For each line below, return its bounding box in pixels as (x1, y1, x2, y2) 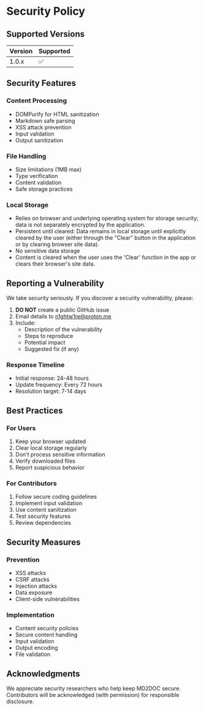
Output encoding (15, 644, 58, 652)
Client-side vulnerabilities (15, 595, 80, 603)
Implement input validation (15, 500, 83, 507)
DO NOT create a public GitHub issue (15, 306, 110, 314)
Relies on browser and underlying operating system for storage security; (15, 215, 199, 222)
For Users (6, 423, 36, 432)
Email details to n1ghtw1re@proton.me (15, 313, 111, 320)
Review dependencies (15, 519, 72, 527)
